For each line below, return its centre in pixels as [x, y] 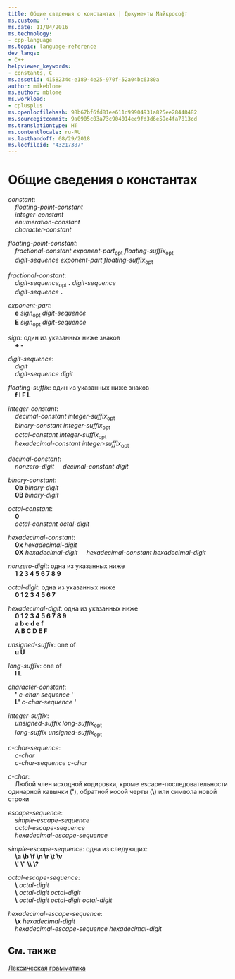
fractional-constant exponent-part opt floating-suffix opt [94, 251]
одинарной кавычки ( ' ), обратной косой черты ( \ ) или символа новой [113, 791]
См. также [32, 951]
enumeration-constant [47, 222]
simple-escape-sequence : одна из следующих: [78, 848]
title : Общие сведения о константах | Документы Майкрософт [98, 14]
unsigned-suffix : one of [42, 645]
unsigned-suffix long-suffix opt [58, 724]
